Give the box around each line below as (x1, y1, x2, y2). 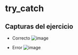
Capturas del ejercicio (5, 22, 74, 31)
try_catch (5, 3, 44, 14)
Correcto (12, 35, 30, 41)
